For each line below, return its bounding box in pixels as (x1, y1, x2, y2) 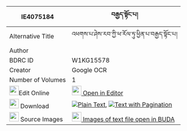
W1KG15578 (71, 56, 110, 64)
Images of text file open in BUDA (83, 115, 175, 123)
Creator (9, 66, 31, 74)
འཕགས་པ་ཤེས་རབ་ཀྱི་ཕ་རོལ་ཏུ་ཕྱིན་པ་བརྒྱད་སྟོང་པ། (71, 30, 178, 38)
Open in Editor (83, 89, 124, 97)
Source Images (20, 115, 63, 123)
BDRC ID (9, 56, 34, 64)
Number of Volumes (9, 76, 66, 84)
